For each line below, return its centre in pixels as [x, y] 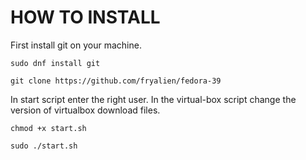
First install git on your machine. [76, 45]
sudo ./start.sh [44, 146]
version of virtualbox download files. [85, 110]
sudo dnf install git [55, 63]
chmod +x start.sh [48, 128]
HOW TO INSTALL [85, 17]
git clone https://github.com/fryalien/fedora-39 [116, 81]
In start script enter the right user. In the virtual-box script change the [153, 99]
